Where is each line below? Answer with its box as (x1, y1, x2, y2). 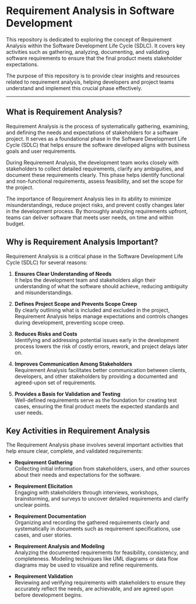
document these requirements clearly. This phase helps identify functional (6, 171, 185, 178)
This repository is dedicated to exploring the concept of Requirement (6, 36, 172, 43)
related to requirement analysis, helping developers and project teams (6, 78, 174, 86)
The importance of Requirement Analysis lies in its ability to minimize (6, 195, 171, 202)
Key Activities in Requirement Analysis (6, 426, 150, 436)
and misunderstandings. (14, 289, 73, 296)
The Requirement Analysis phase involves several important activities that (6, 441, 184, 449)
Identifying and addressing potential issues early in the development (14, 336, 179, 343)
